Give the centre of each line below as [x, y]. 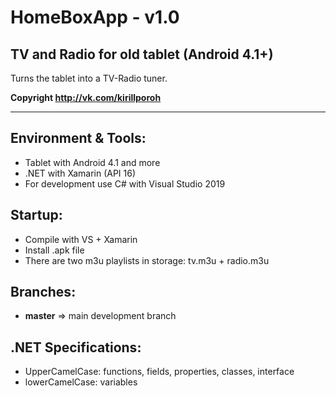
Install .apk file [54, 250]
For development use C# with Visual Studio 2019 [125, 183]
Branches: [43, 292]
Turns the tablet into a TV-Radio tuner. [89, 78]
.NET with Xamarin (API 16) [80, 173]
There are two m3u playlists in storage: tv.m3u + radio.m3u [147, 260]
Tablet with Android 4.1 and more [92, 162]
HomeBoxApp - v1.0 [95, 17]
